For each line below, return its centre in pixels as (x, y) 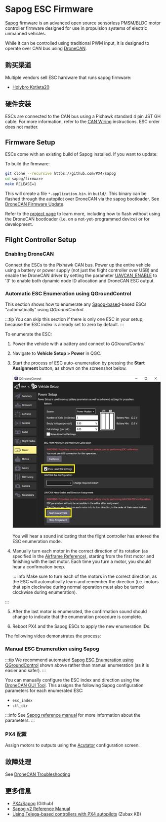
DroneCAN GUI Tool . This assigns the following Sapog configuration (74, 685)
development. (19, 224)
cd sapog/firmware (24, 179)
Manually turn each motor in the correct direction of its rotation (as (80, 551)
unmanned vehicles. (26, 33)
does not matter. (22, 127)
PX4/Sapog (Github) (33, 803)
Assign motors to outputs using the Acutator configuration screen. (72, 745)
